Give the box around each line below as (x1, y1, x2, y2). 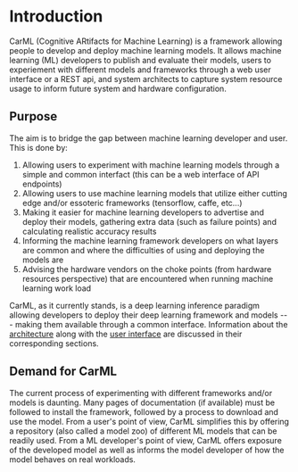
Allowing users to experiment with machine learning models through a (21, 159, 280, 170)
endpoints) (21, 178, 62, 189)
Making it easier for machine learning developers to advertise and (21, 207, 265, 218)
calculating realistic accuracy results (21, 226, 157, 236)
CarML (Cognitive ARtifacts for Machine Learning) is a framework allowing (9, 36, 283, 46)
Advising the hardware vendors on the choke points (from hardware (21, 263, 272, 274)
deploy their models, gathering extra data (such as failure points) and (21, 216, 277, 227)
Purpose (9, 109, 58, 124)
